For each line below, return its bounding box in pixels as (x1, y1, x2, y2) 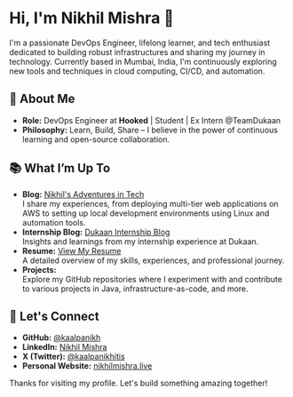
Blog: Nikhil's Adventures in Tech (21, 188, 145, 199)
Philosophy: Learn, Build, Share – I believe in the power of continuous (21, 124, 278, 135)
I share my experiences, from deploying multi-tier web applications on (21, 198, 279, 209)
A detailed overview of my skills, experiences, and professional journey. (21, 255, 285, 266)
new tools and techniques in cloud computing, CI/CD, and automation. (9, 66, 265, 76)
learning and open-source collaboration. (21, 133, 170, 145)
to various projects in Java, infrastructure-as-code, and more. (21, 283, 249, 294)
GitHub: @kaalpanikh (21, 332, 101, 343)
